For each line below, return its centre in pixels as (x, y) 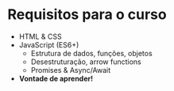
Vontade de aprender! (56, 78)
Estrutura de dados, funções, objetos (91, 53)
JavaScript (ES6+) (49, 44)
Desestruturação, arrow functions (86, 62)
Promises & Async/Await (71, 70)
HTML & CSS (40, 36)
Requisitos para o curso (87, 15)
